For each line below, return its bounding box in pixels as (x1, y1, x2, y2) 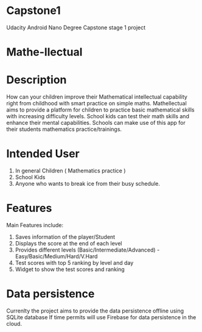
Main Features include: (6, 221, 64, 228)
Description (6, 73, 67, 87)
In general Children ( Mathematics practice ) (15, 167, 126, 174)
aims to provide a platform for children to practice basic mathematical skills (6, 106, 195, 113)
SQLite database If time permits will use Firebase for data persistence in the (6, 313, 197, 320)
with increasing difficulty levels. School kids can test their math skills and (6, 113, 190, 120)
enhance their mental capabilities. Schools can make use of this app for (6, 119, 186, 127)
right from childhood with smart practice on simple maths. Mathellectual (6, 100, 187, 107)
